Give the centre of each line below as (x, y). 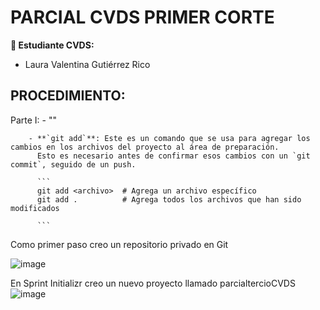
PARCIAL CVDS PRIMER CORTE (142, 17)
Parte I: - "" (33, 120)
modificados (35, 208)
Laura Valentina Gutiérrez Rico (87, 64)
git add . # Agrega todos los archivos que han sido (169, 199)
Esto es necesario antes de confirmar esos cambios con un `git (173, 156)
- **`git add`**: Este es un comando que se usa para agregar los (169, 138)
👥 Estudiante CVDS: (52, 45)
